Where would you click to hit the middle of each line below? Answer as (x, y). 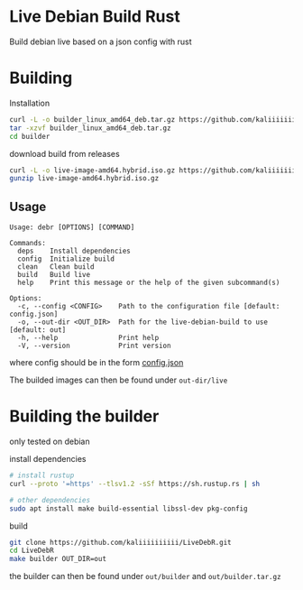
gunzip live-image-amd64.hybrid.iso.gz (84, 179)
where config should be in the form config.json (96, 363)
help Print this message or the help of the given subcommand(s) (149, 283)
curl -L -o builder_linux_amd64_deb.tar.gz (92, 119)
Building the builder (84, 416)
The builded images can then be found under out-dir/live (119, 380)
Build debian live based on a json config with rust (101, 41)
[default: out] (38, 330)
